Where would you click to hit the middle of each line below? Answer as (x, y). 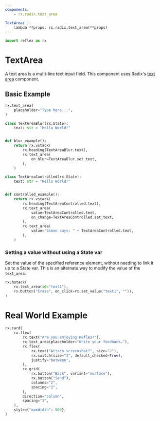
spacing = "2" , (44, 387)
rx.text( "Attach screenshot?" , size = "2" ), (75, 351)
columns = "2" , (44, 383)
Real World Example (46, 315)
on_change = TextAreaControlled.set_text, (72, 217)
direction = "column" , (43, 396)
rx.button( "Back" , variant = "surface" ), (71, 374)
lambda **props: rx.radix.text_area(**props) (61, 27)
